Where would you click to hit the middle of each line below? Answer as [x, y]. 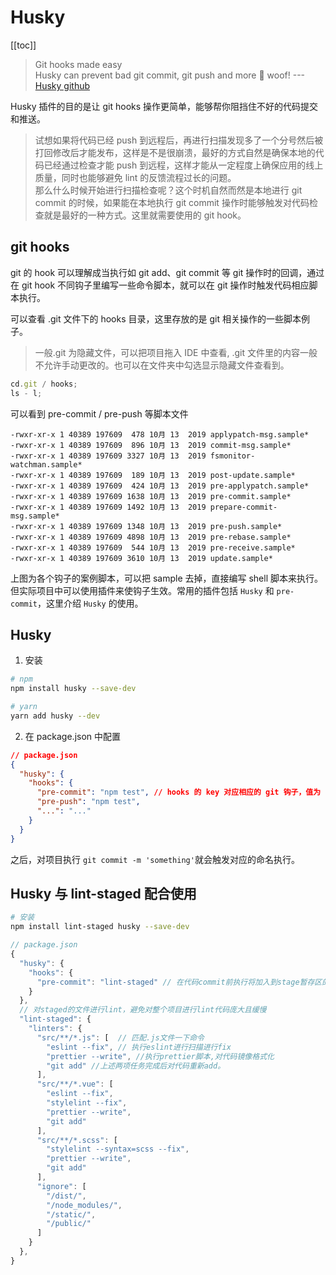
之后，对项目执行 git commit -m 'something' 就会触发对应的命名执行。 [155, 859]
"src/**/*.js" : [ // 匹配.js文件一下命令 [120, 1037]
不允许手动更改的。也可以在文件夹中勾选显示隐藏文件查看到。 [162, 365]
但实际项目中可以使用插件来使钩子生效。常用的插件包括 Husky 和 [142, 590]
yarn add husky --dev [55, 716]
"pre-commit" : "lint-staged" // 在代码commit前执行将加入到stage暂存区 [179, 982]
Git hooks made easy [78, 64]
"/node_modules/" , [84, 1205]
